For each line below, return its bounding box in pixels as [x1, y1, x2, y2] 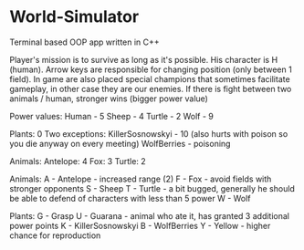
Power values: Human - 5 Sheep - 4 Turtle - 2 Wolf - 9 [9, 110, 215, 121]
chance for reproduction [9, 230, 101, 241]
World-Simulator [9, 6, 140, 27]
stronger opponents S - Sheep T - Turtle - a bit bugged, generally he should [9, 182, 295, 193]
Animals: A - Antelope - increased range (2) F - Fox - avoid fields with [9, 173, 272, 184]
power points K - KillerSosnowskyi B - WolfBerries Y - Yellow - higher [9, 220, 271, 231]
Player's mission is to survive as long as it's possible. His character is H [9, 54, 278, 65]
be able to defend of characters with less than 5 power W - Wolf [9, 193, 251, 203]
